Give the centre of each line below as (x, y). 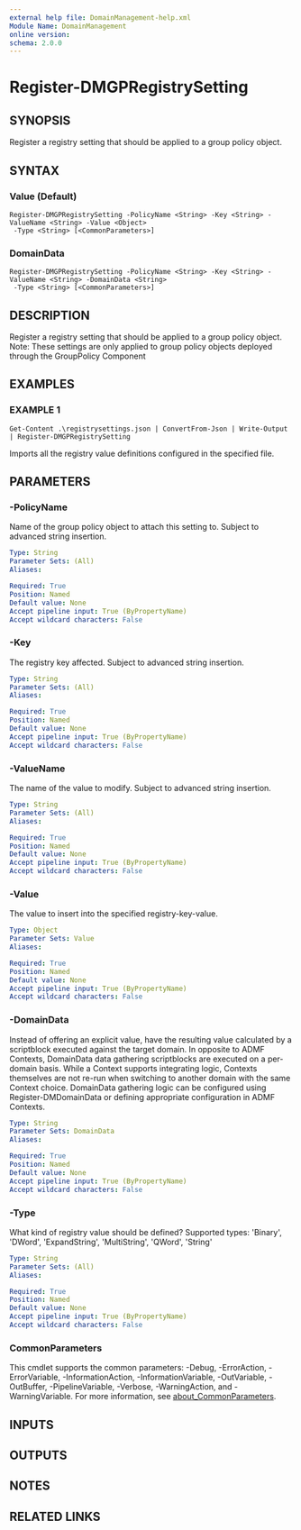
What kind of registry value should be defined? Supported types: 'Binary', (146, 1232)
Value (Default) (43, 196)
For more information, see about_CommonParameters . (176, 1397)
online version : (40, 34)
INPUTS (32, 1425)
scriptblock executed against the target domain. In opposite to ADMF (137, 1049)
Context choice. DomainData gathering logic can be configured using (138, 1088)
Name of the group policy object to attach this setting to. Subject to (134, 527)
